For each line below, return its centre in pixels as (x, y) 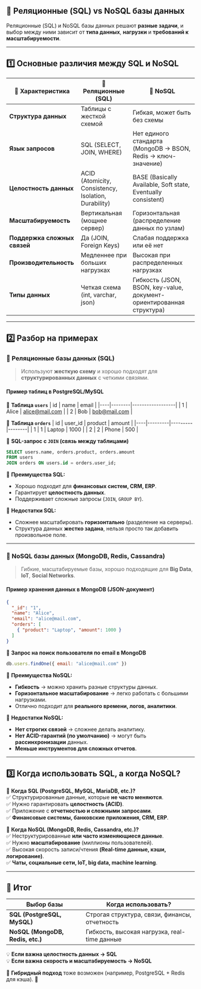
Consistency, (99, 188)
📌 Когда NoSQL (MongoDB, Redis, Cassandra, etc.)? (73, 830)
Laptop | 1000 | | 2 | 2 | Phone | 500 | (93, 429)
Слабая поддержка (161, 238)
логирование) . (25, 856)
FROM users (20, 458)
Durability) (95, 203)
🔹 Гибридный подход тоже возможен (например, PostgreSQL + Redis (96, 973)
